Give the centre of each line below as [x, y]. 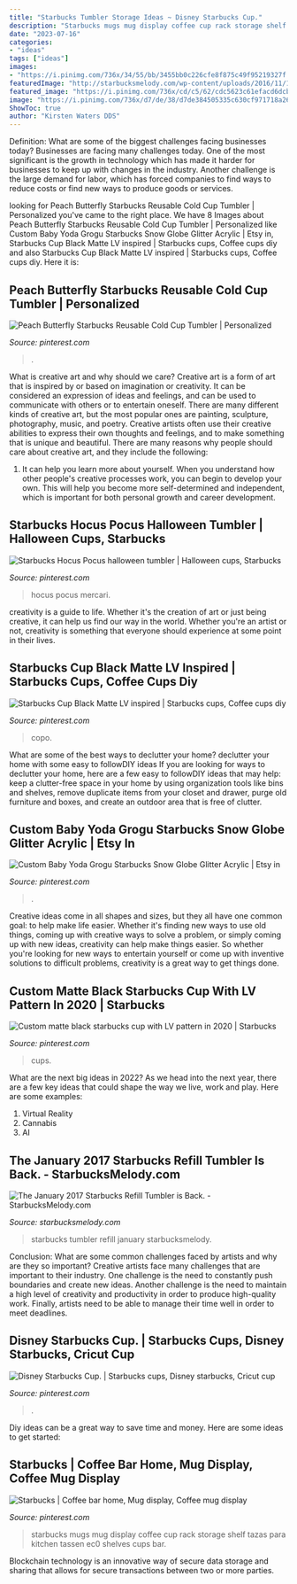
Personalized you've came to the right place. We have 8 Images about [137, 215]
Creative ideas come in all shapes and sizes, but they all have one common [146, 916]
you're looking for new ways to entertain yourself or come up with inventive [147, 954]
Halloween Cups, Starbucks [88, 539]
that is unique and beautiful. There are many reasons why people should [141, 442]
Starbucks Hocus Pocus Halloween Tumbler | [136, 525]
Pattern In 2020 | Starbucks [87, 1005]
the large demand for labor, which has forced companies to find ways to [140, 179]
